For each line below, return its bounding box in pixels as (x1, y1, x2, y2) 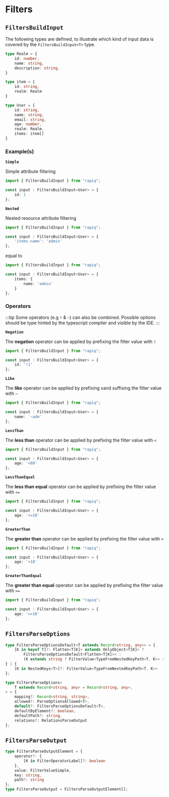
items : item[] (14, 131, 44, 136)
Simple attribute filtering (5, 168, 56, 175)
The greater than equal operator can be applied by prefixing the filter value (5, 582, 163, 588)
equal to (5, 253, 23, 259)
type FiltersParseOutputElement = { (5, 749, 83, 754)
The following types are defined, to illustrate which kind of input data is (5, 36, 154, 42)
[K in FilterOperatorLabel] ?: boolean (23, 758, 106, 763)
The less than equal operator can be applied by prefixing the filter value (5, 483, 156, 490)
